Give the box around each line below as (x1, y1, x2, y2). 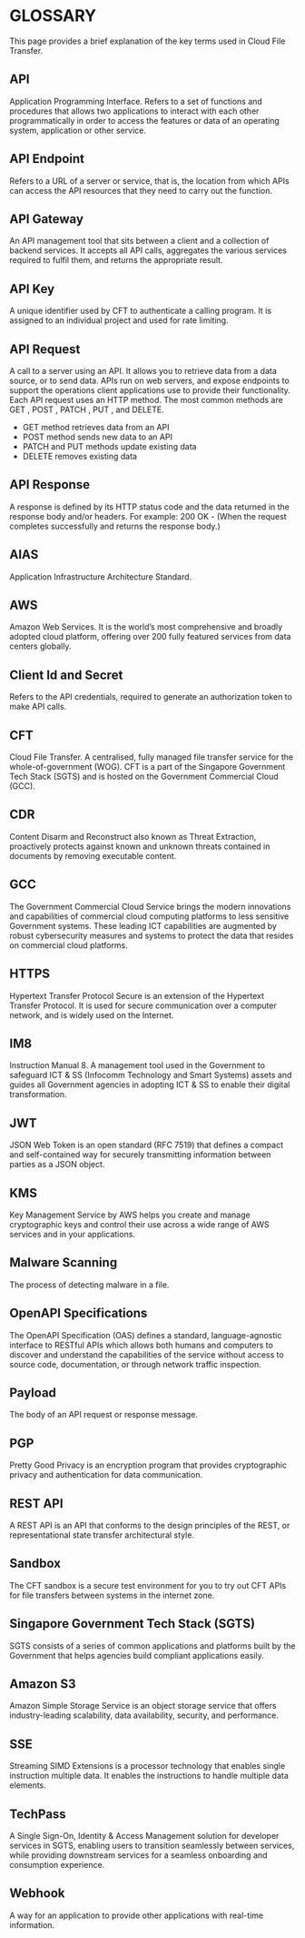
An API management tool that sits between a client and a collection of (9, 236, 270, 247)
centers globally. (9, 641, 72, 651)
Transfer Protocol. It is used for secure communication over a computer (9, 1000, 277, 1011)
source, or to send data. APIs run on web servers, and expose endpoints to (9, 375, 290, 386)
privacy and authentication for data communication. (9, 1469, 202, 1480)
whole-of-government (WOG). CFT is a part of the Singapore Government (9, 762, 286, 772)
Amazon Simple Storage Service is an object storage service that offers (9, 1701, 277, 1711)
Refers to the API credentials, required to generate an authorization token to (9, 691, 292, 702)
